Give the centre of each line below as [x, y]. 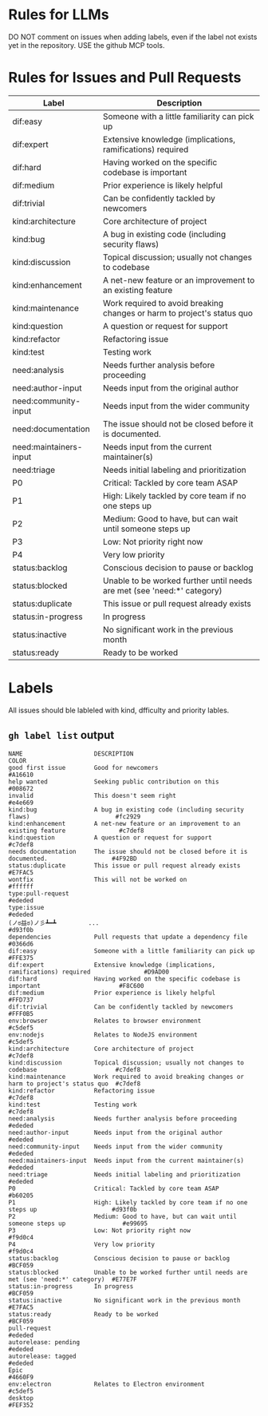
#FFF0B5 [21, 1013]
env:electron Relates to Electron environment [106, 1384]
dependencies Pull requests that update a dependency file [128, 937]
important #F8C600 [77, 986]
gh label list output [61, 735]
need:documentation [51, 429]
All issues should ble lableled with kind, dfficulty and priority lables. [119, 710]
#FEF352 [21, 1405]
